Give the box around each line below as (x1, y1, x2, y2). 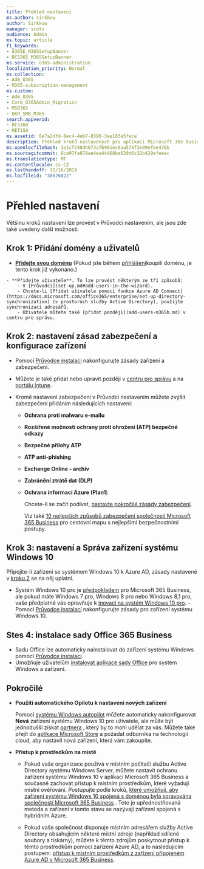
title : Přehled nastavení (6, 9, 72, 15)
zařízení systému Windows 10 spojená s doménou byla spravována (24, 792, 192, 800)
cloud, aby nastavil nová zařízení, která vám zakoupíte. (15, 737, 152, 744)
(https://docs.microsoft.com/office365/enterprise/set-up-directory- (6, 293, 186, 300)
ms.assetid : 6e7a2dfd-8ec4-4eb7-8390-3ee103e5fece (6, 133, 137, 140)
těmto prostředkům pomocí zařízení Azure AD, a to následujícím (24, 843, 184, 850)
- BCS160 (6, 122, 29, 128)
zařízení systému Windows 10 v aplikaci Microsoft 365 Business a (24, 773, 189, 780)
